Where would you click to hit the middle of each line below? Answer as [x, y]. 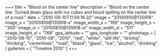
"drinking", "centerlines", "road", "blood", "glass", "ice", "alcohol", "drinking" [81, 43]
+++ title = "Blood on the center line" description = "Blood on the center [77, 7]
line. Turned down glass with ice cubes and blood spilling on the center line [81, 12]
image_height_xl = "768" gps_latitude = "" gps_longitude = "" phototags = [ [81, 33]
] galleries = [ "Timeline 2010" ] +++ [41, 48]
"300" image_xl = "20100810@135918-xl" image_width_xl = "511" [70, 28]
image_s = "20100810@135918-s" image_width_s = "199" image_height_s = [80, 22]
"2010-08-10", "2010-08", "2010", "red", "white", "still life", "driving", [73, 38]
